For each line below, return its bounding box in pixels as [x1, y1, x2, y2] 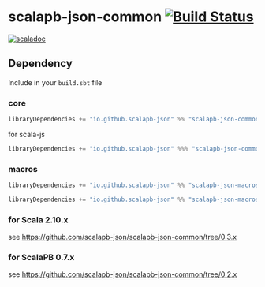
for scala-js [8, 129, 46, 139]
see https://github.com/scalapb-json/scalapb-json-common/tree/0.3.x [8, 233, 237, 242]
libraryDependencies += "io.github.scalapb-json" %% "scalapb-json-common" [8, 115, 263, 124]
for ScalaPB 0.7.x [8, 252, 75, 263]
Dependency [8, 57, 73, 70]
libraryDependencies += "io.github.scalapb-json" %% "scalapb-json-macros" [8, 181, 263, 189]
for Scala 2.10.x [8, 214, 69, 225]
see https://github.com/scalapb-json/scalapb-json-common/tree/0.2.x [8, 270, 237, 279]
